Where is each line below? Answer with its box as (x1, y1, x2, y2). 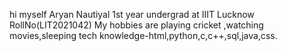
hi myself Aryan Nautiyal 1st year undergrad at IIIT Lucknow (9, 9, 255, 20)
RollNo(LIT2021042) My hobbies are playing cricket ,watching (9, 19, 264, 31)
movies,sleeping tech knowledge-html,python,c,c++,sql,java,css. (9, 30, 278, 41)
